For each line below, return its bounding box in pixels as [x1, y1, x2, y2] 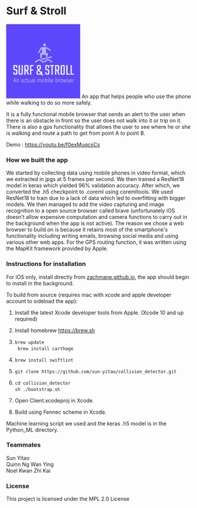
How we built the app [6, 155, 68, 164]
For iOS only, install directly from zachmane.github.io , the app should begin [6, 273, 189, 280]
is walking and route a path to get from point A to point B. [6, 129, 146, 136]
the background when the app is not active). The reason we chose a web [6, 220, 185, 227]
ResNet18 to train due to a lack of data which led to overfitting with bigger [6, 195, 186, 202]
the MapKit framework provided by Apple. [6, 245, 108, 252]
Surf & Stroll [6, 4, 67, 18]
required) [14, 315, 38, 322]
